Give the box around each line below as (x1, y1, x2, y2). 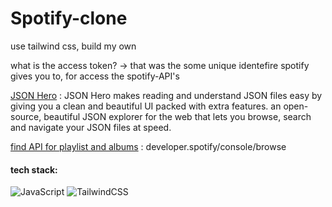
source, (10, 110, 42, 122)
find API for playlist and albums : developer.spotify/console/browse (10, 140, 287, 152)
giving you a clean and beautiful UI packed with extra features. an (10, 100, 282, 112)
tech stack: (10, 163, 58, 176)
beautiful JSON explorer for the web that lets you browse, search (43, 110, 312, 122)
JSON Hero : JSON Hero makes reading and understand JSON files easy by (10, 89, 323, 101)
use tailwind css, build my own (10, 40, 137, 52)
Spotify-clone (10, 7, 128, 30)
